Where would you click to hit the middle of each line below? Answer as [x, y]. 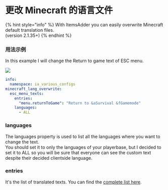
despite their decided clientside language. [49, 158]
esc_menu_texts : [27, 93]
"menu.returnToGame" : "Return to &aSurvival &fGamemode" [80, 103]
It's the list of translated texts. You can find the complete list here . [74, 182]
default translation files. [30, 30]
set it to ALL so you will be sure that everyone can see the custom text [78, 153]
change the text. [22, 141]
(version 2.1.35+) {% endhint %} [39, 35]
